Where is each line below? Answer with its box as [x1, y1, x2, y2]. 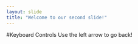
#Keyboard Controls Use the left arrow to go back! [6, 31, 133, 38]
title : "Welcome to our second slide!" [6, 14, 108, 20]
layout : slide [6, 8, 43, 15]
